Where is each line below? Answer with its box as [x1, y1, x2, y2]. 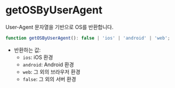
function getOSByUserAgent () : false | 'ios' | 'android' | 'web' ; [5, 35, 170, 41]
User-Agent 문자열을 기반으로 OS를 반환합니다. [5, 23, 114, 30]
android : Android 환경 [22, 61, 74, 68]
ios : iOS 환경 [22, 54, 53, 61]
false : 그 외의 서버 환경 [22, 75, 76, 82]
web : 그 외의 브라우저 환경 [22, 68, 80, 75]
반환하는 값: [13, 46, 41, 53]
